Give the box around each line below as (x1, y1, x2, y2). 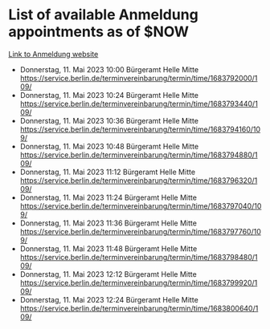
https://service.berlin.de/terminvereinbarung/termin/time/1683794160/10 (19, 124, 261, 134)
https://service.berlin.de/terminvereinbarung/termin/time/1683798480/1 (19, 252, 258, 262)
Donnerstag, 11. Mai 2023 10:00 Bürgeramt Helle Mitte (19, 64, 199, 74)
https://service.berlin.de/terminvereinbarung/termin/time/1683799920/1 (19, 278, 258, 287)
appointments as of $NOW (8, 22, 190, 41)
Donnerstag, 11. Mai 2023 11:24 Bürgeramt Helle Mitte (19, 193, 197, 202)
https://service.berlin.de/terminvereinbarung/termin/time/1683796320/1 (19, 175, 258, 185)
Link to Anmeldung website (8, 49, 99, 59)
